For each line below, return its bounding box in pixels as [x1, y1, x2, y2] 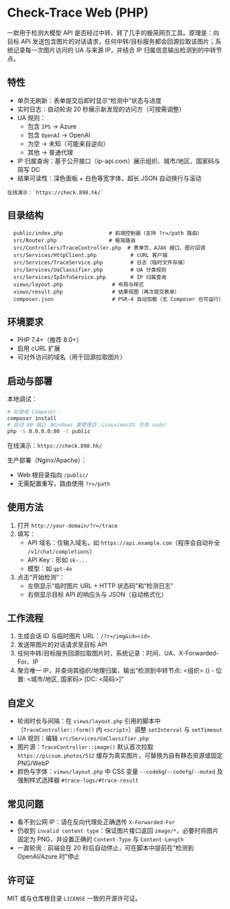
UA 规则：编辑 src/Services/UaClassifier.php [17, 734, 149, 743]
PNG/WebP [17, 759, 50, 767]
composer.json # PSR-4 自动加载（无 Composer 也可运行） [13, 296, 224, 303]
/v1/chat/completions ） [27, 547, 96, 555]
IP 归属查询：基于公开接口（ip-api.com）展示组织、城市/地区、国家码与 [17, 157, 220, 165]
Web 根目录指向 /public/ [17, 470, 89, 479]
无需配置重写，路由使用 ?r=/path [17, 479, 111, 488]
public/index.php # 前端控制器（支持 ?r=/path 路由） [13, 229, 202, 236]
